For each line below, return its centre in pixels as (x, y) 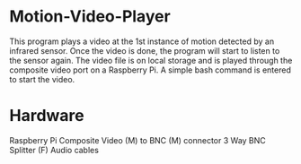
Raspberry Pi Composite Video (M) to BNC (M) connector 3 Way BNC (138, 140)
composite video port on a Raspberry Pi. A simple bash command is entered (150, 70)
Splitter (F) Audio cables (54, 150)
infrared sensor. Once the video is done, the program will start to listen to (145, 50)
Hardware (47, 116)
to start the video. (42, 79)
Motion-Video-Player (90, 17)
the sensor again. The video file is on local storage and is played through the (151, 60)
